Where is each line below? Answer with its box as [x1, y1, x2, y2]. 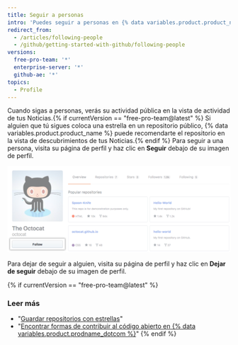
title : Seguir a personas [7, 11, 84, 18]
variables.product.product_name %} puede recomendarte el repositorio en [7, 129, 225, 137]
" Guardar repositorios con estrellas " [17, 315, 123, 323]
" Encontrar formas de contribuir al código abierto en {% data [17, 322, 196, 331]
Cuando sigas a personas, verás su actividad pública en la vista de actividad [7, 106, 230, 115]
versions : [7, 49, 37, 56]
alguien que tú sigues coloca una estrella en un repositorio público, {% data [7, 121, 229, 130]
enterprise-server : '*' [13, 64, 84, 71]
